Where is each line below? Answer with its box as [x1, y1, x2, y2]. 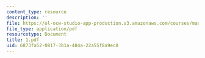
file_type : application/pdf [6, 25, 78, 32]
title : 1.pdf [6, 37, 40, 43]
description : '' [6, 14, 48, 21]
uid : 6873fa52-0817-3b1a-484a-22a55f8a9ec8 [6, 43, 119, 49]
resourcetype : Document [6, 31, 67, 37]
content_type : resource [6, 8, 67, 15]
